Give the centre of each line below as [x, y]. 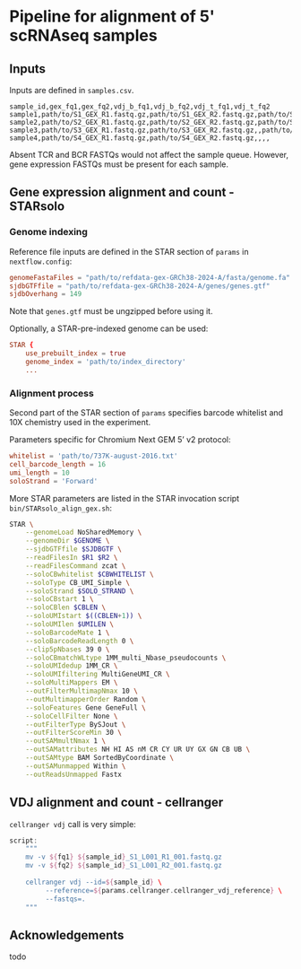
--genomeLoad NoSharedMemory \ [84, 533]
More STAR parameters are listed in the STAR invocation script [125, 498]
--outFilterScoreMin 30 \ [74, 733]
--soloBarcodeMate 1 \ [68, 633]
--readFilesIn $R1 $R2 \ [72, 558]
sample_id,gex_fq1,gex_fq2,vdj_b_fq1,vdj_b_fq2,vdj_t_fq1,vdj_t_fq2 [140, 107]
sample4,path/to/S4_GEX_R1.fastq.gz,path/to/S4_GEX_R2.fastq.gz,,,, [140, 138]
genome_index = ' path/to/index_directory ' [106, 362]
